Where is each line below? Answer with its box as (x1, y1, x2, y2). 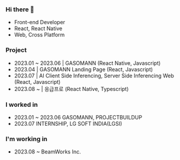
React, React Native (14, 25, 63, 32)
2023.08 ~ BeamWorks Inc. (14, 148, 81, 155)
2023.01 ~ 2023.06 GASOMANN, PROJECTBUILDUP (14, 113, 143, 120)
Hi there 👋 (5, 5, 35, 14)
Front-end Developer (14, 19, 66, 26)
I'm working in (5, 135, 48, 143)
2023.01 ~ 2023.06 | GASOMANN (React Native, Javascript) (14, 59, 161, 67)
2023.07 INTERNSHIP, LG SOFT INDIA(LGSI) (14, 120, 123, 127)
